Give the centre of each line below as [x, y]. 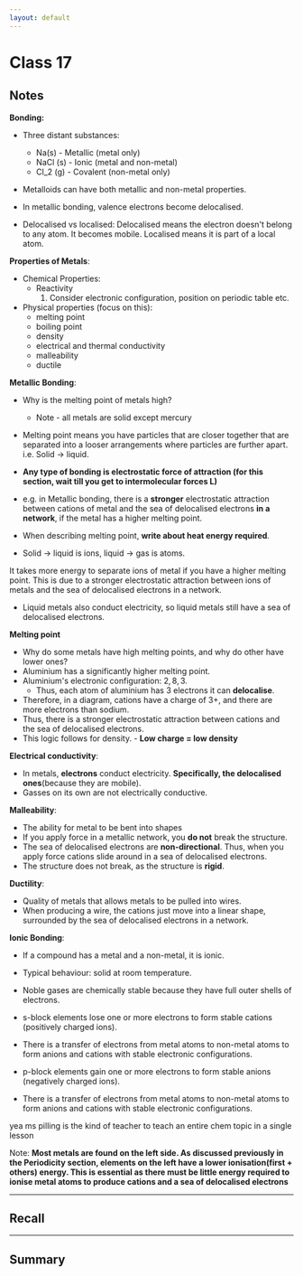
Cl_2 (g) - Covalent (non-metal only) [103, 172]
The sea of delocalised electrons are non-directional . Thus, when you [153, 847]
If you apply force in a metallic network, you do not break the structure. [155, 837]
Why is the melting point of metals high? [97, 399]
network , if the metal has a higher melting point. [112, 518]
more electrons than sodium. [76, 709]
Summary [37, 1259]
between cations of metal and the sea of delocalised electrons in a [146, 508]
